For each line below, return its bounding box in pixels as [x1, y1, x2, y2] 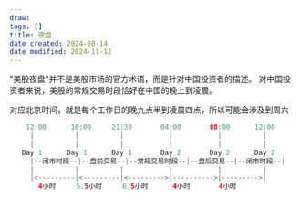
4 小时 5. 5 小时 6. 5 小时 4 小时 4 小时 [37, 182, 237, 192]
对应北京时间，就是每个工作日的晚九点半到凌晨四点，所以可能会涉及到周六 [9, 104, 289, 115]
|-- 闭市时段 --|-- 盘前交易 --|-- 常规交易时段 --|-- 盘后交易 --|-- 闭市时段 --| [29, 156, 285, 165]
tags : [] [9, 22, 43, 31]
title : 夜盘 [9, 30, 52, 39]
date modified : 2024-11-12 [9, 47, 112, 57]
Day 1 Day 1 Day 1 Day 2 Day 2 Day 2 [21, 148, 275, 157]
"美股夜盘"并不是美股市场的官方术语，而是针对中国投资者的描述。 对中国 [9, 74, 283, 85]
